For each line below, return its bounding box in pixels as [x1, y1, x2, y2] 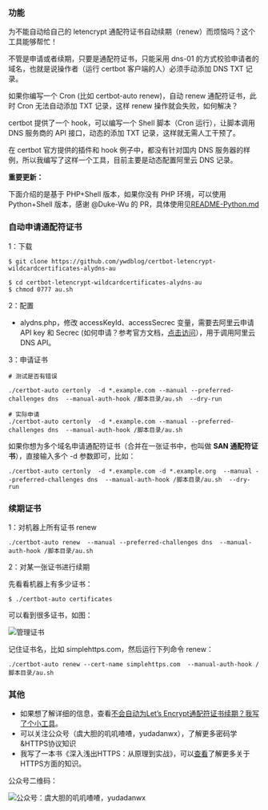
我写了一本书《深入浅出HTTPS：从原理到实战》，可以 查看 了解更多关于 [19, 749, 250, 759]
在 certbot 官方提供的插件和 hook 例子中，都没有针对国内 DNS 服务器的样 [8, 145, 250, 155]
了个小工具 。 [19, 718, 62, 728]
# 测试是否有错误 [8, 372, 58, 381]
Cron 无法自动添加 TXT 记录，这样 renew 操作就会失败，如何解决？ [17, 101, 238, 111]
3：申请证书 [8, 355, 48, 364]
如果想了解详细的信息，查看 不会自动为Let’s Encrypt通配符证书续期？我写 [19, 709, 260, 718]
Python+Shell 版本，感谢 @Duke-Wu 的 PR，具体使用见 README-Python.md [8, 199, 260, 210]
